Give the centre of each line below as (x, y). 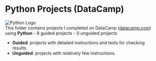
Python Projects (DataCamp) (65, 9)
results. (20, 48)
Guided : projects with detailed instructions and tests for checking (78, 42)
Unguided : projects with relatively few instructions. (64, 53)
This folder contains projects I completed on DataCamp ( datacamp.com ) (78, 28)
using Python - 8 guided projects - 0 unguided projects (61, 33)
